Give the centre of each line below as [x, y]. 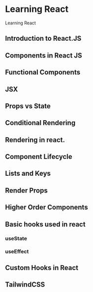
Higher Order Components [46, 207]
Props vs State [28, 106]
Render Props [26, 190]
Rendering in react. [35, 140]
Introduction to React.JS [43, 38]
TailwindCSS [25, 285]
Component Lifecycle [39, 157]
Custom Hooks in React [42, 267]
